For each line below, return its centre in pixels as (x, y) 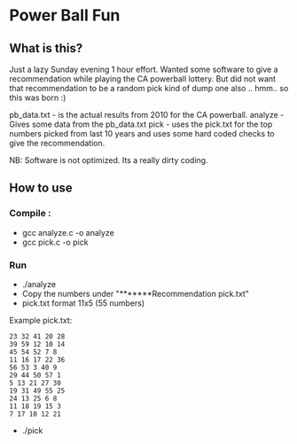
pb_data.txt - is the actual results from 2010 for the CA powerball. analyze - (147, 115)
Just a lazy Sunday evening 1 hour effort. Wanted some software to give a (144, 69)
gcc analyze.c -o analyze (68, 232)
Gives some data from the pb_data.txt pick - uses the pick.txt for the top (141, 124)
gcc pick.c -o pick (55, 242)
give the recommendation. (57, 143)
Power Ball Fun (65, 16)
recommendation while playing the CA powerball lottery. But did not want (143, 79)
